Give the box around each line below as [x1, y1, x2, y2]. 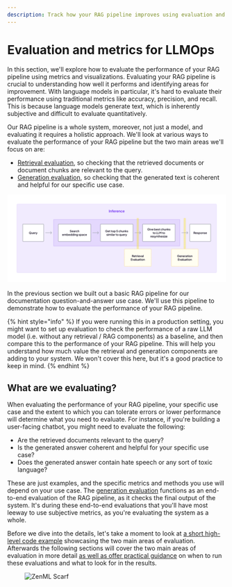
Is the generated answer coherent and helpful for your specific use [17, 443, 209, 452]
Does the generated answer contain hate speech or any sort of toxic [17, 458, 213, 467]
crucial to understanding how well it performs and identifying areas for [7, 80, 209, 88]
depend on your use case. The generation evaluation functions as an [7, 486, 204, 495]
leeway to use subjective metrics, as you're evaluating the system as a [7, 509, 209, 517]
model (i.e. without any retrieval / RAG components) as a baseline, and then [7, 332, 224, 340]
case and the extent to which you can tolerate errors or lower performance [7, 408, 221, 416]
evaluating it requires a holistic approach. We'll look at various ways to [7, 130, 208, 138]
